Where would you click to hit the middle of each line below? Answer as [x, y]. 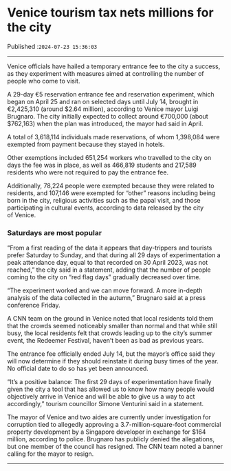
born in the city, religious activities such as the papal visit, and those [104, 200]
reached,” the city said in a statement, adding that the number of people [109, 270]
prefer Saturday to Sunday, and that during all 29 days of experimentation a [114, 255]
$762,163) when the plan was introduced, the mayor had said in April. [105, 123]
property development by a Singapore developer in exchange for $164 [107, 432]
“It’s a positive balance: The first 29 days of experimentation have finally [109, 382]
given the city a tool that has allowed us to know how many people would [111, 389]
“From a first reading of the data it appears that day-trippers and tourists [110, 248]
